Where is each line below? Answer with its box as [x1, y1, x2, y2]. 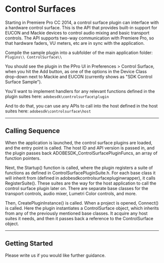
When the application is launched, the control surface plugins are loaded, [5, 140, 153, 146]
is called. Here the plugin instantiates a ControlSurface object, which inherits [5, 205, 159, 211]
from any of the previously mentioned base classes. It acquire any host [5, 210, 148, 216]
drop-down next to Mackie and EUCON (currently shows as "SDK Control [5, 74, 153, 79]
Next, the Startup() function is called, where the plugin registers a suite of [5, 165, 153, 170]
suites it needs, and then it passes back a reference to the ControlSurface [5, 215, 154, 221]
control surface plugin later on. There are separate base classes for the [5, 185, 148, 191]
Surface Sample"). [5, 79, 42, 85]
